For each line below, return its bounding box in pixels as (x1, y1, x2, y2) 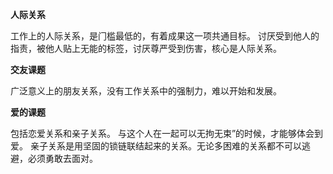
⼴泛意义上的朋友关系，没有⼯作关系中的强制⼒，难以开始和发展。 (10, 85, 282, 97)
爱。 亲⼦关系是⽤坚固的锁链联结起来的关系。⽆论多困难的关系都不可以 (10, 140, 302, 152)
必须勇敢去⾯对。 (27, 153, 98, 164)
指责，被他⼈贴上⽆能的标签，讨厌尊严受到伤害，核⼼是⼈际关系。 (10, 43, 282, 54)
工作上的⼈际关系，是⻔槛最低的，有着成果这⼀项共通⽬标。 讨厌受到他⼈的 (10, 30, 320, 42)
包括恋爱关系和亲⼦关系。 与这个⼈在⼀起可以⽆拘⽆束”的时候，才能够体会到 (10, 128, 324, 139)
